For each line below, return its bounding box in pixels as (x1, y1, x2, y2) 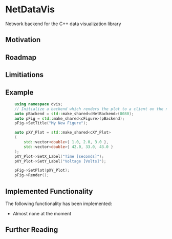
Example (5, 88, 34, 97)
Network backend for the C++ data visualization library (5, 21, 121, 27)
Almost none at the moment (12, 210, 72, 216)
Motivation (5, 35, 41, 44)
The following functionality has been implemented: (5, 200, 113, 207)
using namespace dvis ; (14, 101, 63, 106)
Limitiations (5, 70, 44, 79)
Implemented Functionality (5, 187, 93, 196)
